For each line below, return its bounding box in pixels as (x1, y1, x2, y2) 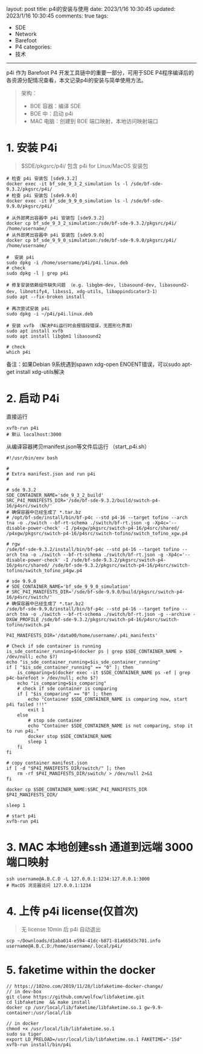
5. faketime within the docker (6, 963, 156, 977)
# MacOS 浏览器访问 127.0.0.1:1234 (6, 882, 92, 888)
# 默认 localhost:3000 (6, 431, 62, 437)
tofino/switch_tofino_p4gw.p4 (6, 567, 83, 573)
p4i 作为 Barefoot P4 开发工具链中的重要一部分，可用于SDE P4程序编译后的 (6, 69, 195, 76)
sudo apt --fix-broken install (6, 294, 85, 300)
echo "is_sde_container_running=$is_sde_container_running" (6, 659, 161, 665)
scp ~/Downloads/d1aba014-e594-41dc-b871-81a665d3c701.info (6, 937, 161, 944)
